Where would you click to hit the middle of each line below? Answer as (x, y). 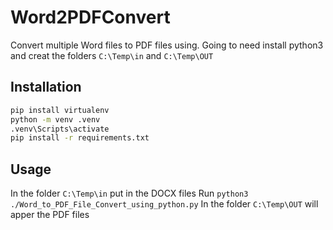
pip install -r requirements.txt (80, 138)
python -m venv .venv (55, 119)
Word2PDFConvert (90, 17)
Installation (46, 87)
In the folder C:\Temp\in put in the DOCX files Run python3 (129, 193)
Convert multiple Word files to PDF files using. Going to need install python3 (167, 45)
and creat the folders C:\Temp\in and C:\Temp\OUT (112, 55)
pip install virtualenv (60, 110)
